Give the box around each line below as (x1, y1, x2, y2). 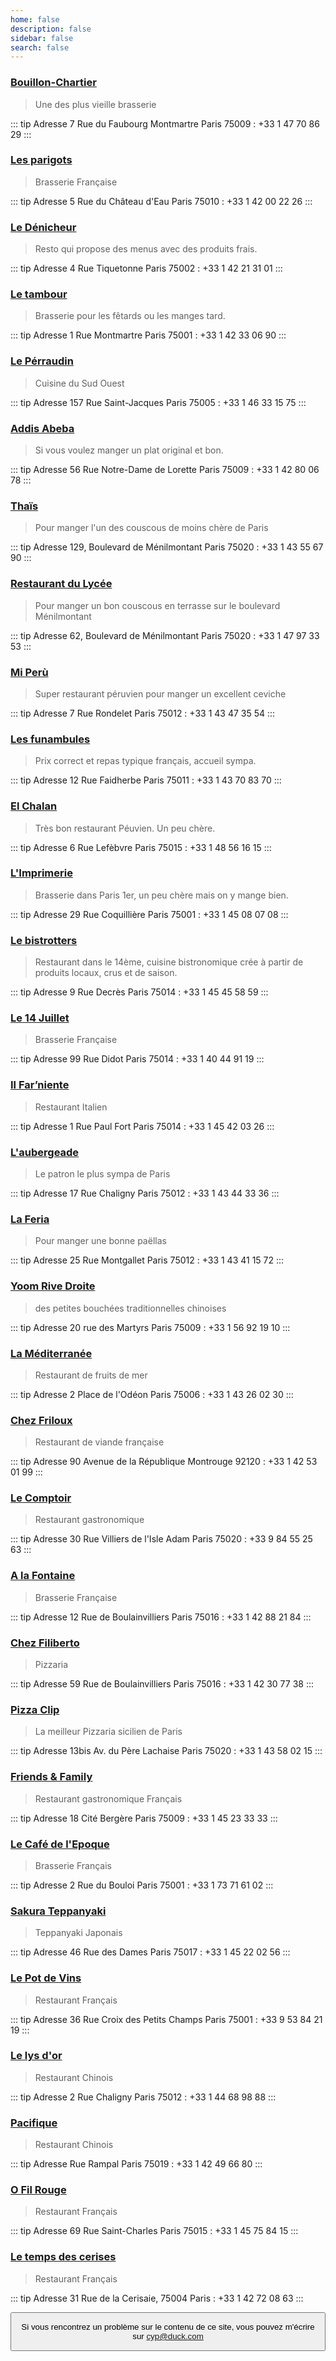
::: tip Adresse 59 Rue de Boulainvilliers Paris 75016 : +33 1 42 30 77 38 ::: (10, 1678, 314, 1690)
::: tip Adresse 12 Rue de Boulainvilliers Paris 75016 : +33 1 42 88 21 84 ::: (10, 1611, 312, 1623)
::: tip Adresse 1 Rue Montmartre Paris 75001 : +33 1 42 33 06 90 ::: (10, 329, 287, 341)
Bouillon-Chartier (10, 76, 97, 90)
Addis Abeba (10, 421, 75, 435)
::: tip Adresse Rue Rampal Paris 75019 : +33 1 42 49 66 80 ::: (10, 2158, 263, 2170)
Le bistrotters (10, 933, 78, 947)
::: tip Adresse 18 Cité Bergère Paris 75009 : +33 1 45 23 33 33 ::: (10, 1812, 278, 1824)
